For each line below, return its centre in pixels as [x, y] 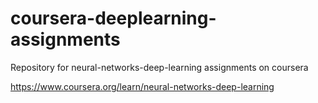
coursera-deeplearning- [113, 18]
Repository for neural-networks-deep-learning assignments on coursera [159, 67]
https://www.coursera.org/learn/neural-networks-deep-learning [142, 86]
